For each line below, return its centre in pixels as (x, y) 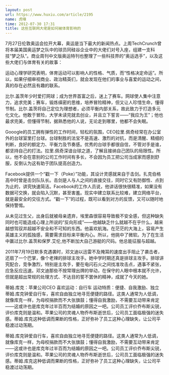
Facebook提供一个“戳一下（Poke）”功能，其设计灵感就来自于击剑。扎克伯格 (83, 174)
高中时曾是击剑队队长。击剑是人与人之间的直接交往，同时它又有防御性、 (80, 180)
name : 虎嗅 (16, 19)
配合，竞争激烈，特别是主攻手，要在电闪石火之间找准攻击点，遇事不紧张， (87, 265)
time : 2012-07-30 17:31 (30, 24)
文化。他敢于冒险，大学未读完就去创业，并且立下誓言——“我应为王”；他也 (86, 115)
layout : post (19, 10)
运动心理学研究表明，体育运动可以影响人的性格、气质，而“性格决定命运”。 (82, 73)
